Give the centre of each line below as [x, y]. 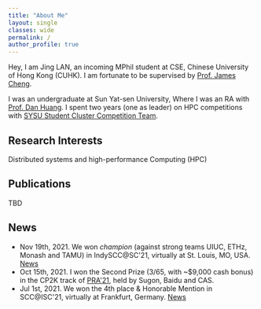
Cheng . [20, 84]
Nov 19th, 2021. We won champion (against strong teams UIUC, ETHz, [133, 246]
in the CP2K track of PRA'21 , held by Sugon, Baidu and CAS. [117, 280]
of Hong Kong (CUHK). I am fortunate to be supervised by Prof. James [122, 75]
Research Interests [55, 140]
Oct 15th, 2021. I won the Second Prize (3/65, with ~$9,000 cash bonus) [136, 271]
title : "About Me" [38, 15]
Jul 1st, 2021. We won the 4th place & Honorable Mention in [116, 289]
